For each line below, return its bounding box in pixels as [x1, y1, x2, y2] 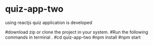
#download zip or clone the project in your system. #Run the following [5, 29, 149, 35]
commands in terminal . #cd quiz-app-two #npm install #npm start [5, 34, 141, 40]
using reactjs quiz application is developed [5, 20, 93, 25]
